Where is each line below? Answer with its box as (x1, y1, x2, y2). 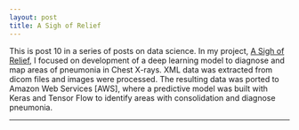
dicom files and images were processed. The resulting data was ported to (9, 73, 279, 84)
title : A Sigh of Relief (9, 21, 101, 30)
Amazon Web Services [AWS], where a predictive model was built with (9, 83, 269, 94)
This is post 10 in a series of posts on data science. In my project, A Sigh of (9, 45, 285, 56)
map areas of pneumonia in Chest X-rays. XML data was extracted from (9, 64, 273, 75)
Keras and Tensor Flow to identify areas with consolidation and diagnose (9, 92, 276, 103)
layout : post (9, 12, 58, 22)
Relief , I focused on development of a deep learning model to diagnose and (9, 55, 285, 65)
